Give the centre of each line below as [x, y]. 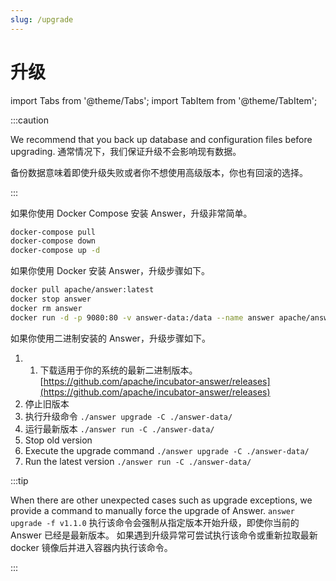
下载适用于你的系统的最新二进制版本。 [118, 370]
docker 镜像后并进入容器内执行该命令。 [91, 547]
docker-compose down [53, 241]
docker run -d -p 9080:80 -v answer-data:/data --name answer [142, 317]
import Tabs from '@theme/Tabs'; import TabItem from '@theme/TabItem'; [164, 100]
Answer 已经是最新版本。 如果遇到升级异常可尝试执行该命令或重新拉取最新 [164, 535]
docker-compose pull [53, 232]
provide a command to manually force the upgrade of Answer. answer [153, 510]
